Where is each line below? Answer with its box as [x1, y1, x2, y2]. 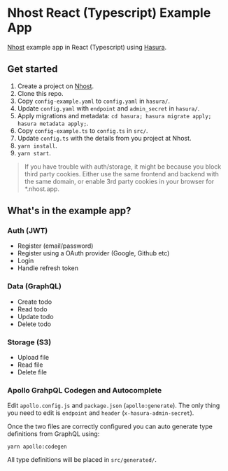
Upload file [17, 353, 50, 362]
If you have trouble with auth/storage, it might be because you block [24, 162, 222, 171]
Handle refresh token [17, 264, 79, 272]
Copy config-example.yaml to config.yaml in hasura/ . [17, 97, 170, 105]
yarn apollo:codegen [7, 443, 68, 451]
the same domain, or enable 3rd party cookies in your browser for [24, 177, 215, 185]
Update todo [17, 312, 54, 321]
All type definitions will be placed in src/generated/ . [7, 456, 157, 464]
